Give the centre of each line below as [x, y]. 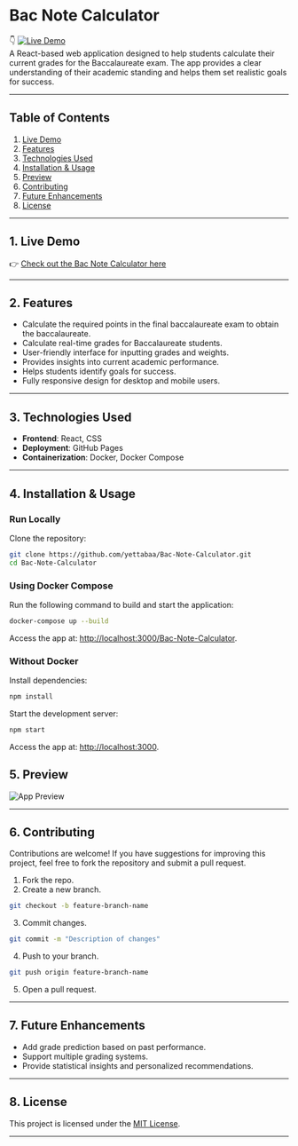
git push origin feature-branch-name [79, 973]
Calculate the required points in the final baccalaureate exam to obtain [150, 324]
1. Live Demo [45, 242]
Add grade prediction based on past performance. [114, 1047]
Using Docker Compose [61, 585]
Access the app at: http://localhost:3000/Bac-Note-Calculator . [123, 638]
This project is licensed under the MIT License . [95, 1123]
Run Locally [35, 518]
